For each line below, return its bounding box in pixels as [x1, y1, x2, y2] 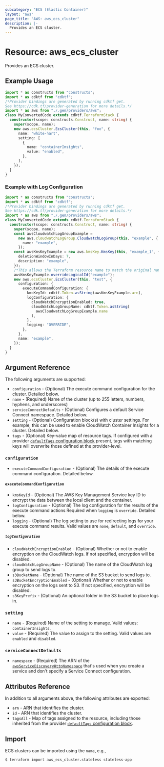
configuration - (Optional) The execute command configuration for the [12, 386, 155, 392]
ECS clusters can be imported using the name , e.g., [5, 747, 106, 753]
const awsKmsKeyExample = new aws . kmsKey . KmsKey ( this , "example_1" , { [14, 250, 161, 255]
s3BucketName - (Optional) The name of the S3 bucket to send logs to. [12, 572, 151, 578]
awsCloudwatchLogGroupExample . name [36, 308, 108, 314]
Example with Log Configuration [5, 183, 83, 190]
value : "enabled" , [26, 149, 64, 154]
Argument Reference [5, 363, 70, 372]
